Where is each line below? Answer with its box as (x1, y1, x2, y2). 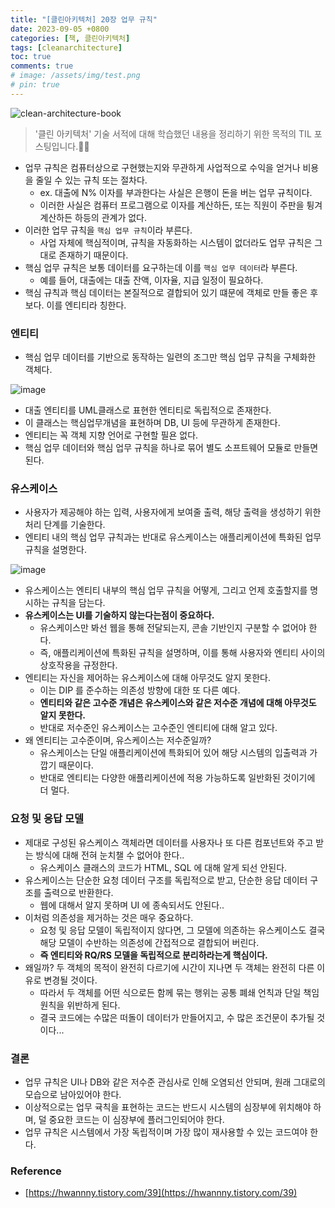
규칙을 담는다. (51, 597, 106, 609)
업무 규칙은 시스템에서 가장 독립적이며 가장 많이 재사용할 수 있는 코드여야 (24, 1126, 308, 1138)
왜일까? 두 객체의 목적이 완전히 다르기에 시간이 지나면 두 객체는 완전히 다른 (24, 961, 315, 973)
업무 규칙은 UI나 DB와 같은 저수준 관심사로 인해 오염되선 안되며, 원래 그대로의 (24, 1076, 326, 1088)
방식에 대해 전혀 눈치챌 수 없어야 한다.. (35, 849, 185, 861)
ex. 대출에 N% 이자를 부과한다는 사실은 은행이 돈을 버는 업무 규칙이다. (39, 186, 313, 198)
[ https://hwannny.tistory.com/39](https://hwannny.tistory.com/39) (24, 1187, 298, 1199)
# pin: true (10, 80, 60, 90)
